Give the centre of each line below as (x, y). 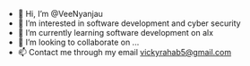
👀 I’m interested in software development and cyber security (129, 23)
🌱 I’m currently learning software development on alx (115, 33)
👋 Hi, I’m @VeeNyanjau (60, 14)
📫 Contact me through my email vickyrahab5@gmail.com (125, 52)
